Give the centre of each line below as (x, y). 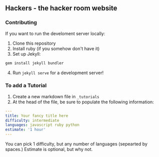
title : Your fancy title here (37, 116)
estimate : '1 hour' (26, 130)
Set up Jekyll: (27, 54)
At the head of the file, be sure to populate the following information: (83, 102)
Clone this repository (34, 43)
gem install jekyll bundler (35, 63)
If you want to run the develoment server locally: (55, 33)
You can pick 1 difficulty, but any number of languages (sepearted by (76, 144)
